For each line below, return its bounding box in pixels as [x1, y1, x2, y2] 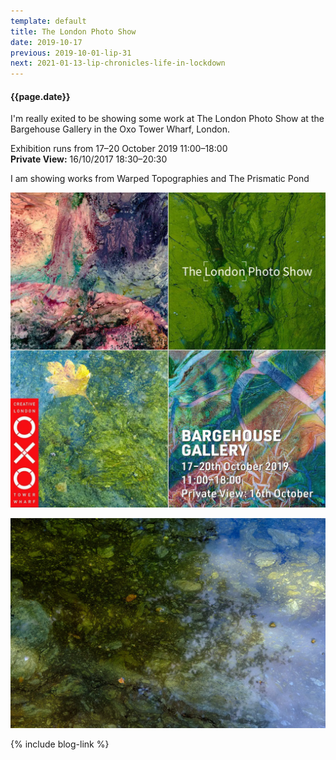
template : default [10, 16, 87, 26]
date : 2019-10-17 [10, 37, 83, 47]
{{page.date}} [10, 90, 71, 102]
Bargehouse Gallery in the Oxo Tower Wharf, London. [10, 123, 231, 135]
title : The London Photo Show [10, 26, 137, 37]
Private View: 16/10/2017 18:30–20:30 [10, 153, 168, 165]
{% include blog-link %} [10, 738, 110, 750]
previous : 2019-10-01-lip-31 [10, 48, 132, 58]
